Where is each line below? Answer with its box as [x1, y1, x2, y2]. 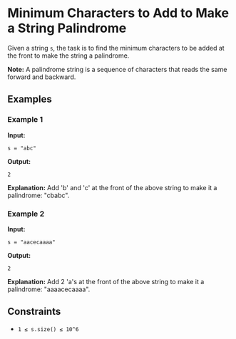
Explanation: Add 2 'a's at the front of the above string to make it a [7, 277, 205, 286]
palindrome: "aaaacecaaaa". [7, 285, 91, 293]
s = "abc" [7, 145, 37, 152]
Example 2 [7, 209, 45, 219]
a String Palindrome [7, 20, 127, 36]
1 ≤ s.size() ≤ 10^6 [17, 325, 79, 333]
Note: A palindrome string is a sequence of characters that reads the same [7, 65, 227, 73]
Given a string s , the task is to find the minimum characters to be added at [7, 43, 225, 52]
